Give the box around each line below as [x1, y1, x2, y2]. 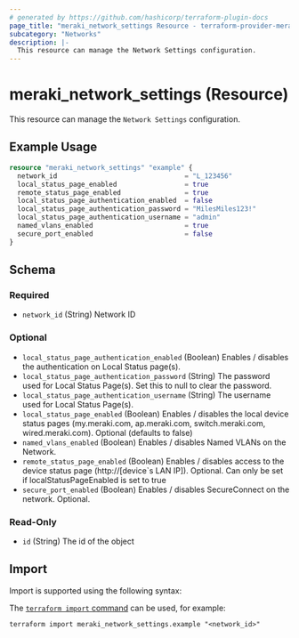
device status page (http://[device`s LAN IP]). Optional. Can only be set [21, 464, 283, 476]
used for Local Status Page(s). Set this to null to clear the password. [21, 380, 272, 391]
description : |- [9, 37, 69, 47]
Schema [9, 262, 56, 278]
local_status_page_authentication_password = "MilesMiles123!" [17, 205, 256, 214]
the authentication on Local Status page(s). [21, 361, 181, 372]
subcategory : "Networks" [9, 29, 101, 38]
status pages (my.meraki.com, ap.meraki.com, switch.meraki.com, [21, 417, 266, 428]
